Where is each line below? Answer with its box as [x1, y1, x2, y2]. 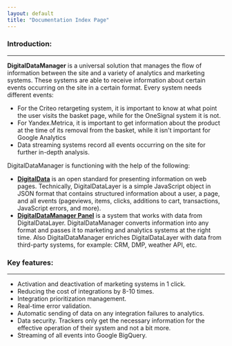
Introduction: [7, 39, 52, 49]
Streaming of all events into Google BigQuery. [17, 332, 147, 340]
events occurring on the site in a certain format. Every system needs [7, 83, 202, 92]
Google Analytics [17, 133, 66, 141]
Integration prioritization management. [17, 294, 126, 303]
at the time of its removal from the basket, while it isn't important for [17, 125, 211, 134]
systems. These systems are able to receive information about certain [7, 76, 206, 84]
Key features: [7, 258, 54, 267]
